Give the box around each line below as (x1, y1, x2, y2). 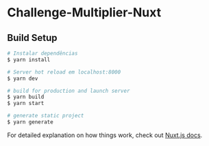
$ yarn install (7, 56, 51, 63)
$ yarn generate (7, 119, 53, 126)
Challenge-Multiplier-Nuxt (7, 5, 162, 20)
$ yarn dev (7, 75, 38, 82)
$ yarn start (7, 100, 45, 107)
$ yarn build (7, 93, 45, 100)
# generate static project (7, 113, 84, 119)
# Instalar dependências (7, 50, 78, 57)
